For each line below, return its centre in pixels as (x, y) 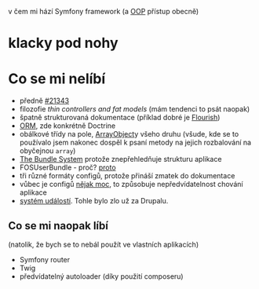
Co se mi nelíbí (57, 79)
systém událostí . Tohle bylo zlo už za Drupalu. (94, 201)
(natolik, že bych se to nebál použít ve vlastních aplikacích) (103, 244)
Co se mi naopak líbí (58, 226)
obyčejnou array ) (47, 151)
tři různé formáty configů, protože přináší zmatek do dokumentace (127, 176)
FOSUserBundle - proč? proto (67, 167)
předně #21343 (44, 101)
